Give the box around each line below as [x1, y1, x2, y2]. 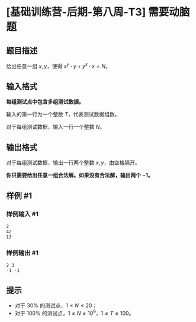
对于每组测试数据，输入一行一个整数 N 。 [6, 123, 105, 131]
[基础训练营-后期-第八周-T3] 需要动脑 [6, 5, 190, 19]
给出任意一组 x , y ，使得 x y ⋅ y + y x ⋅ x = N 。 [6, 61, 111, 70]
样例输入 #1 [6, 210, 38, 218]
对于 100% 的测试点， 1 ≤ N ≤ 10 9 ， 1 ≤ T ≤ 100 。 [14, 308, 134, 317]
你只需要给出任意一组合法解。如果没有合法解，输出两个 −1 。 [6, 172, 153, 179]
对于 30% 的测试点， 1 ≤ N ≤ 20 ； [14, 302, 98, 309]
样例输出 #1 [6, 249, 38, 257]
